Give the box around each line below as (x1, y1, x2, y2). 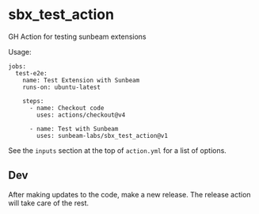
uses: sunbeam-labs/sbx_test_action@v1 (36, 132, 169, 139)
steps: (22, 97, 44, 105)
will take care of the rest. (8, 198, 90, 208)
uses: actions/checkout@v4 (36, 111, 126, 119)
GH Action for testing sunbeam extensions (8, 32, 147, 41)
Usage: (8, 47, 32, 56)
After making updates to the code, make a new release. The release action (8, 189, 251, 199)
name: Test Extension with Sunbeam (22, 76, 140, 84)
